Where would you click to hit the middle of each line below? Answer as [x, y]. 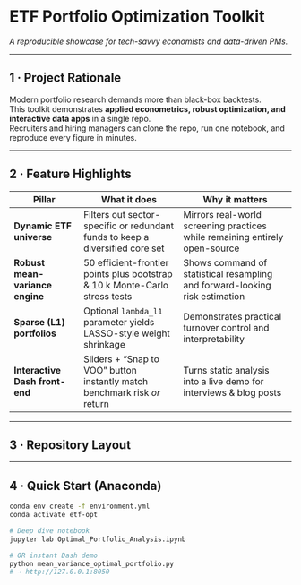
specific [100, 226]
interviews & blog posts [232, 392]
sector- [144, 214]
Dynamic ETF [43, 226]
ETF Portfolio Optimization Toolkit [137, 17]
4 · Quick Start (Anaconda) [86, 486]
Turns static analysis [227, 370]
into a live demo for [224, 381]
